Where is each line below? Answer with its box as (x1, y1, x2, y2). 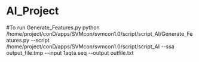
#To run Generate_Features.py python (6, 24, 100, 31)
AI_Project (6, 4, 59, 18)
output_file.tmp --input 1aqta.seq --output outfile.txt (6, 49, 134, 56)
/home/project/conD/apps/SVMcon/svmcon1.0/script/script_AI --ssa (6, 43, 174, 50)
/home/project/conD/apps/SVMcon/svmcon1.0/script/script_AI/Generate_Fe (6, 30, 193, 37)
